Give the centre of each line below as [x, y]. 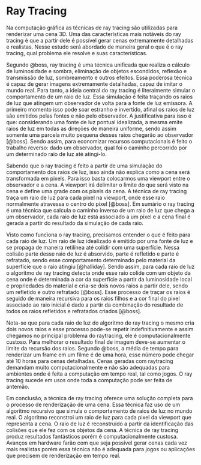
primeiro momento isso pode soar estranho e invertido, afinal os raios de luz [100, 109]
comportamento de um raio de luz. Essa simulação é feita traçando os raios [100, 97]
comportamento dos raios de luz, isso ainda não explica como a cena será [98, 172]
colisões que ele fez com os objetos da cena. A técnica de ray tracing [92, 430]
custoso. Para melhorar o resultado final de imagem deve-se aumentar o [96, 342]
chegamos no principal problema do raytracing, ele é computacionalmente [98, 335]
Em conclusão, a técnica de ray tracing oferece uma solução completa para [100, 398]
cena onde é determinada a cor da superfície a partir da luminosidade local [99, 279]
